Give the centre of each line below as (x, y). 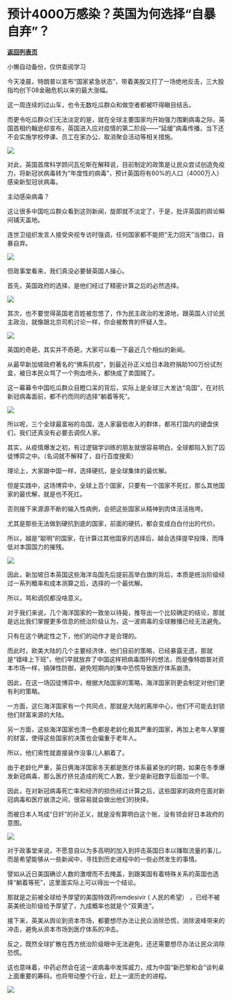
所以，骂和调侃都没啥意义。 (47, 598)
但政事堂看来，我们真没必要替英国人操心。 (68, 271)
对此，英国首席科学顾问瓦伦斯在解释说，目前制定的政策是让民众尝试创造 (110, 164)
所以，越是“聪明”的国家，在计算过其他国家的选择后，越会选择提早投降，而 (113, 538)
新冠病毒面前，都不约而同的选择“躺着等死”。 (70, 396)
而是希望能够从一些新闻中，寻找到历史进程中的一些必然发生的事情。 (104, 859)
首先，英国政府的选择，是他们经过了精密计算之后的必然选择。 (95, 285)
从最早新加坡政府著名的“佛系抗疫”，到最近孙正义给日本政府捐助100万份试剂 (115, 364)
